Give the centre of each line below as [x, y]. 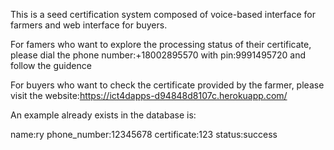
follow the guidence [51, 65]
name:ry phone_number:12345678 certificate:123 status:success [144, 134]
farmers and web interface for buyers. [89, 25]
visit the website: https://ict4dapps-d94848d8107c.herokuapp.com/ [149, 95]
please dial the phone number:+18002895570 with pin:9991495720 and [158, 55]
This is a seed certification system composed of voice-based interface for [163, 14]
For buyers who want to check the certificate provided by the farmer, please [167, 85]
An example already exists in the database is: [103, 115]
